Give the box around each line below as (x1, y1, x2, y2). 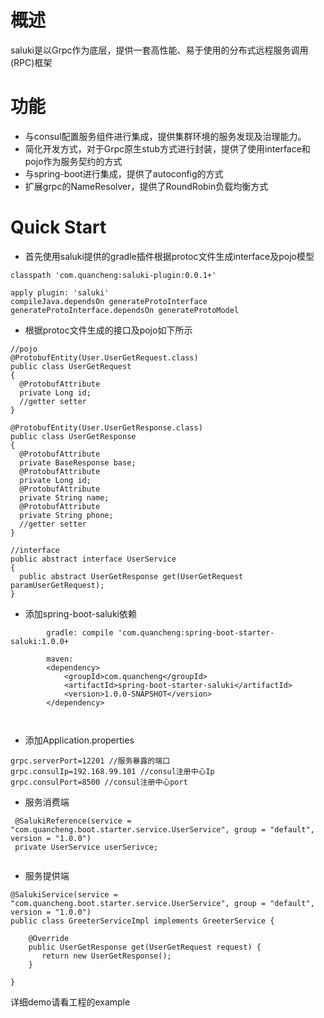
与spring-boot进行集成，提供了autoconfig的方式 (24, 167, 224, 180)
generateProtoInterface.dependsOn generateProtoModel (10, 305, 240, 315)
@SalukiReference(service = (14, 816, 132, 826)
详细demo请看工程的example (10, 996, 131, 1008)
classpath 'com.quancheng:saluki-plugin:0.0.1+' (10, 270, 217, 280)
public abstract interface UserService (10, 554, 177, 564)
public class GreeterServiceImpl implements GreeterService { (10, 916, 275, 926)
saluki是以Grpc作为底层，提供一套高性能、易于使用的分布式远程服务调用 (10, 44, 309, 56)
